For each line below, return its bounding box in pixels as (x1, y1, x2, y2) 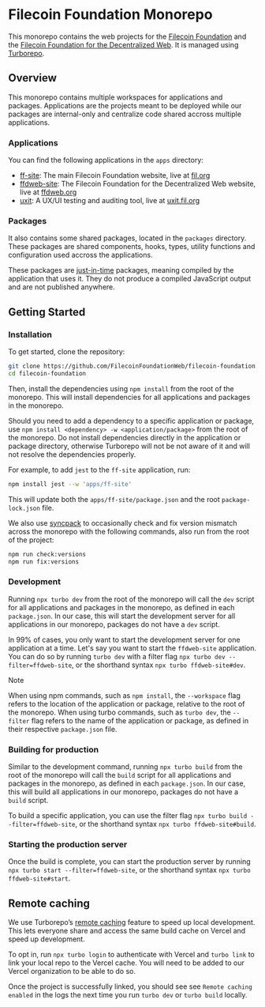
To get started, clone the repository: (8, 347, 125, 356)
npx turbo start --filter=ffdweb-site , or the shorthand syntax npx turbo (8, 866, 251, 875)
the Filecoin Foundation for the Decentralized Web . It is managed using (8, 40, 239, 49)
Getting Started (8, 305, 86, 319)
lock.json (8, 504, 41, 512)
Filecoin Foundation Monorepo (8, 6, 213, 24)
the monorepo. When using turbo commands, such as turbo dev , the (8, 707, 231, 717)
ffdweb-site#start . (8, 873, 71, 883)
